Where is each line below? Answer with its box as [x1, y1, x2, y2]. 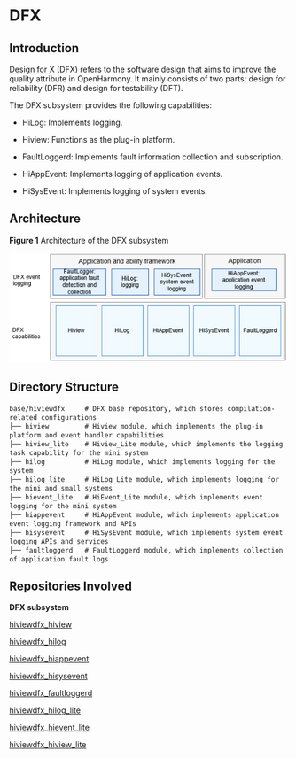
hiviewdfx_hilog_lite [9, 705, 82, 715]
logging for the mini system [9, 501, 117, 510]
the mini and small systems [9, 483, 113, 492]
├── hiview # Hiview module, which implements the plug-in [9, 422, 264, 430]
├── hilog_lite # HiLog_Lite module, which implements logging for [9, 475, 279, 483]
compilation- [227, 404, 276, 413]
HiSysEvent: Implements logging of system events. [21, 186, 208, 196]
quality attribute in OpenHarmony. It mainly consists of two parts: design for [9, 73, 286, 84]
